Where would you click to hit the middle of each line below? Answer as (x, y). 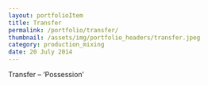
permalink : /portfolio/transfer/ (64, 30)
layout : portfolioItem (46, 15)
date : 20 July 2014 (40, 52)
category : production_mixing (56, 45)
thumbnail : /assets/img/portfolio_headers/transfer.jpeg (104, 37)
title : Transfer (35, 23)
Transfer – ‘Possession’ (46, 74)
